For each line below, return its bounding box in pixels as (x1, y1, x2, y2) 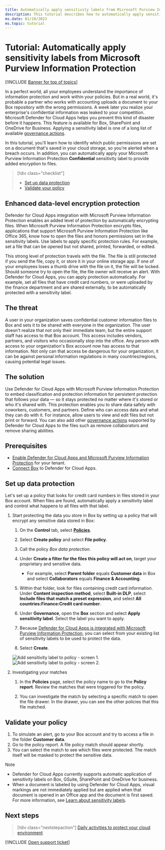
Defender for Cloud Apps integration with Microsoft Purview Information (5, 212, 151, 218)
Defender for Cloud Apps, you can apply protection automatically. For (5, 274, 146, 280)
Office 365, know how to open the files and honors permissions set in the (5, 233, 154, 239)
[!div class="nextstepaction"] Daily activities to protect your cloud (17, 824, 151, 830)
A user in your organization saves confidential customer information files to (5, 317, 157, 323)
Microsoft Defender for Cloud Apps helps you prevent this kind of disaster (5, 115, 155, 121)
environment (17, 829, 43, 835)
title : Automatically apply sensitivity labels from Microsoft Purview (5, 7, 155, 12)
